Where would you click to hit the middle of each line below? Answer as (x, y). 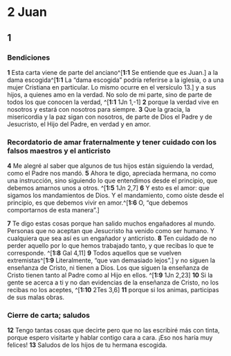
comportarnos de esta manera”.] (54, 210)
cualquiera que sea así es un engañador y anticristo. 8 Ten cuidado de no (112, 238)
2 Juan (27, 12)
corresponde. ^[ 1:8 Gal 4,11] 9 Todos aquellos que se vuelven (94, 253)
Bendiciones (29, 58)
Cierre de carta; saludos (48, 315)
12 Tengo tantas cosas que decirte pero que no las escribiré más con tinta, (113, 330)
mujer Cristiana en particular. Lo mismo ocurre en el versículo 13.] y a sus (112, 87)
